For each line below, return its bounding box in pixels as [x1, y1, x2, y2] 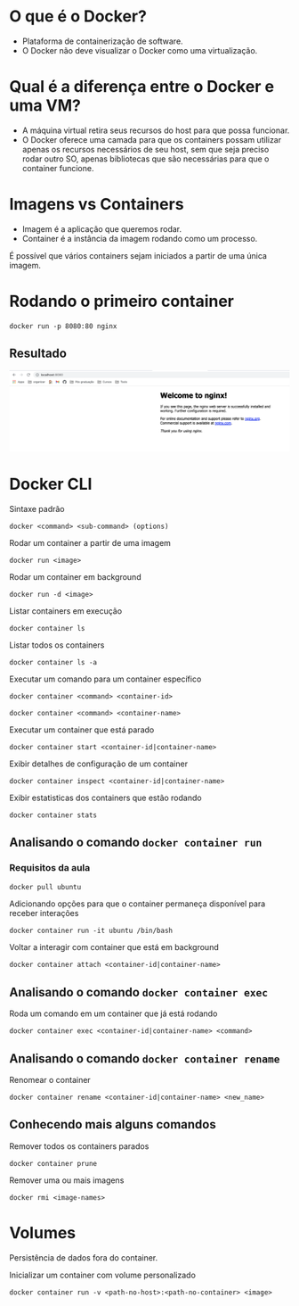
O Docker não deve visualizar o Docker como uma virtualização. [21, 45, 258, 55]
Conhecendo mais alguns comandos [9, 1117, 216, 1132]
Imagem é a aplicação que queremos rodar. [21, 223, 182, 234]
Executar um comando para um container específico [9, 674, 202, 684]
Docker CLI [9, 474, 93, 494]
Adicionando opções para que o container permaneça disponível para [9, 898, 266, 909]
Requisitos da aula [9, 862, 91, 873]
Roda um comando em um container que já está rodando [9, 1008, 218, 1019]
